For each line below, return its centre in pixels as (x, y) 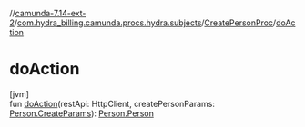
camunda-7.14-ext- (51, 13)
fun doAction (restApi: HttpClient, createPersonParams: (112, 103)
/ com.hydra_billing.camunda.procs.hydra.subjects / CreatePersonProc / (145, 23)
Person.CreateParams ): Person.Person (82, 113)
